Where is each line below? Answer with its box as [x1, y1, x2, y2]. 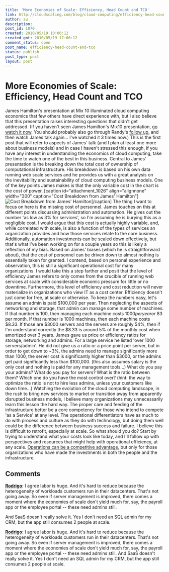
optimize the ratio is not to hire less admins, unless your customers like [5, 380, 152, 386]
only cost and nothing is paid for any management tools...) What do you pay [5, 364, 162, 370]
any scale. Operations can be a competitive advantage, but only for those [5, 444, 157, 450]
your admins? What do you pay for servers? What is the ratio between [5, 369, 150, 375]
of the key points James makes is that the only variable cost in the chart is [5, 182, 159, 188]
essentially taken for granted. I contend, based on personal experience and [5, 257, 161, 263]
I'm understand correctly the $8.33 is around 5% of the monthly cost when [5, 327, 160, 333]
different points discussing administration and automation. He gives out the [5, 209, 161, 215]
